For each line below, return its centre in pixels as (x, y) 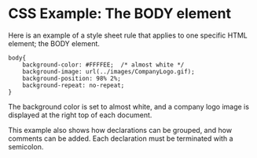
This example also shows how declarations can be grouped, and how (120, 130)
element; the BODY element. (54, 43)
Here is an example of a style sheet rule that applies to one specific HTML (128, 35)
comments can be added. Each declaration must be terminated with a (121, 138)
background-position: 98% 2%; (72, 78)
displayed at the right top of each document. (80, 115)
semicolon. (26, 146)
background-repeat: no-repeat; (73, 85)
